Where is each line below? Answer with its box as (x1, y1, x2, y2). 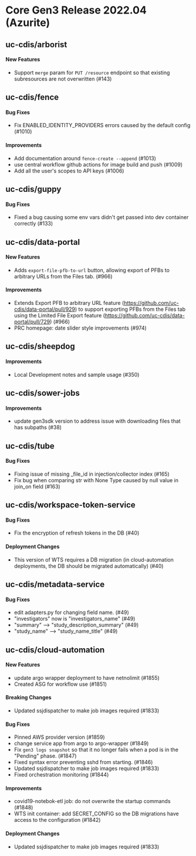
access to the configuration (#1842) (13, 817, 101, 824)
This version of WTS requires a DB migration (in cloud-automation (13, 556, 174, 563)
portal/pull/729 (13, 318, 50, 325)
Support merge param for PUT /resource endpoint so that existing (13, 69, 170, 76)
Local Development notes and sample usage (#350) (13, 371, 140, 378)
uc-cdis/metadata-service (5, 579, 105, 589)
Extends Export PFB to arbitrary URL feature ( (13, 299, 124, 306)
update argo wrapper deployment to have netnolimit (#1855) (13, 674, 160, 681)
